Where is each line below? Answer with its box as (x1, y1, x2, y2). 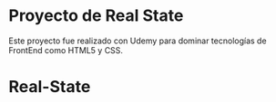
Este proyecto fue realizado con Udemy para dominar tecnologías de (8, 35, 267, 46)
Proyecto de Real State (8, 5, 184, 26)
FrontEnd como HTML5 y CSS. (8, 44, 124, 55)
